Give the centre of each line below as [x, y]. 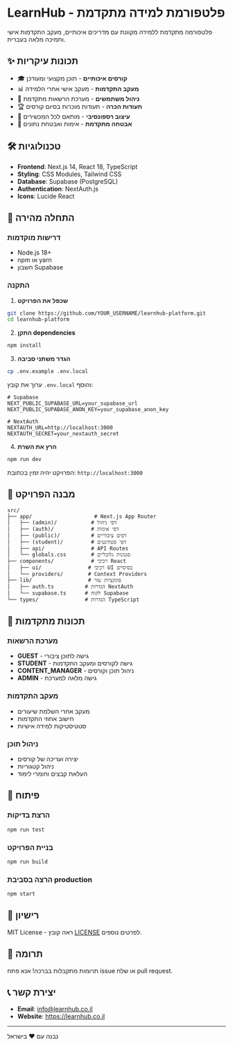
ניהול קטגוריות [35, 767]
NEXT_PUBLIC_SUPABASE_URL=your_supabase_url [72, 403]
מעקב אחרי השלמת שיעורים [53, 711]
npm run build [28, 862]
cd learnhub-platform [38, 320]
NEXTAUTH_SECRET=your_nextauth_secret [63, 434]
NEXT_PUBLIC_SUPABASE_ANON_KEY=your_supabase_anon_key [88, 410]
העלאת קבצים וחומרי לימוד [52, 774]
